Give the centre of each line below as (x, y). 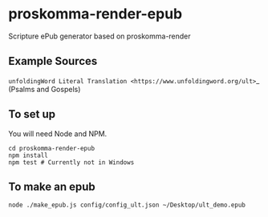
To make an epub (52, 186)
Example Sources (53, 61)
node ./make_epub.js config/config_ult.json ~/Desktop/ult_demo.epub (127, 205)
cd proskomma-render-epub (51, 148)
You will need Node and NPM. (58, 134)
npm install (28, 155)
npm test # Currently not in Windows (71, 162)
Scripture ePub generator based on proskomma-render (99, 36)
